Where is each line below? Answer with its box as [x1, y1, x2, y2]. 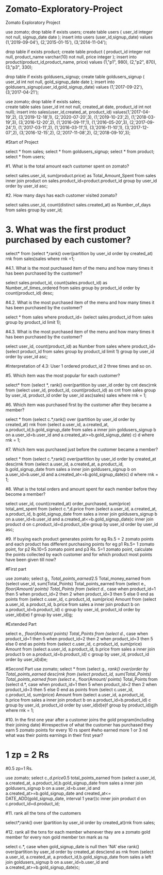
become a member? [5, 491, 46, 497]
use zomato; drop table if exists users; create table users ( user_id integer [5, 29, 153, 35]
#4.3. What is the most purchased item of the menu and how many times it [5, 329, 154, 335]
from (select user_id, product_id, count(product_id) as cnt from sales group [5, 387, 156, 393]
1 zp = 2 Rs [5, 749, 49, 761]
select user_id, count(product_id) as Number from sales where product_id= [5, 343, 156, 349]
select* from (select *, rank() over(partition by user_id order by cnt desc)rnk [5, 382, 157, 388]
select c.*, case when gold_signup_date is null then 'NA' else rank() [5, 843, 140, 849]
